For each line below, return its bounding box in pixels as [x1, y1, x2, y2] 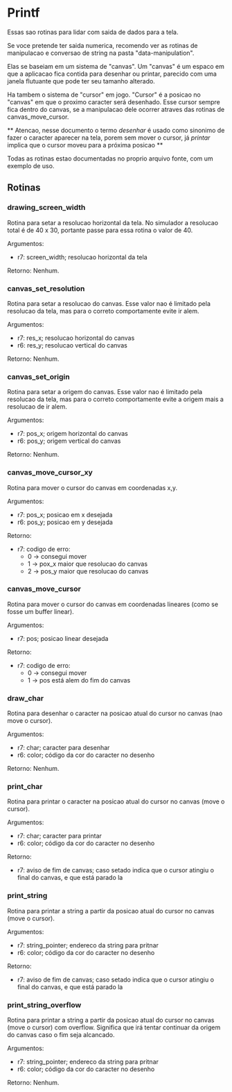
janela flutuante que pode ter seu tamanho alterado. [7, 76, 156, 85]
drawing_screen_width [7, 203, 86, 213]
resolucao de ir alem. [7, 402, 67, 411]
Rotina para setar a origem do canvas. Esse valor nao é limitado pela [7, 388, 203, 396]
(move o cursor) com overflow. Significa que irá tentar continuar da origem [7, 1023, 221, 1032]
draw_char [7, 693, 44, 703]
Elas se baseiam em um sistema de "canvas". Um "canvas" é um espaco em [7, 62, 225, 70]
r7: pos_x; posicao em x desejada [17, 510, 113, 519]
